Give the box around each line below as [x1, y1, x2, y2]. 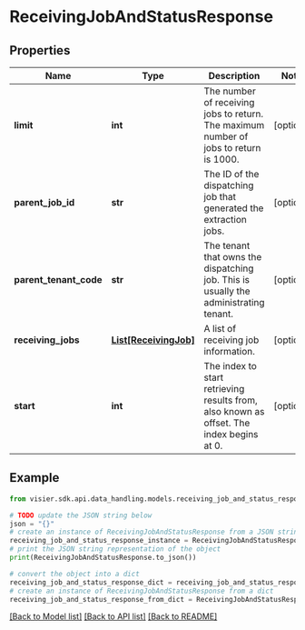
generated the [203, 202, 264, 215]
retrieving [203, 383, 245, 395]
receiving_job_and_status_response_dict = [9, 577, 172, 587]
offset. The [203, 416, 251, 429]
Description [208, 70, 261, 82]
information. [203, 345, 256, 357]
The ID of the [203, 168, 260, 180]
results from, [203, 394, 258, 406]
